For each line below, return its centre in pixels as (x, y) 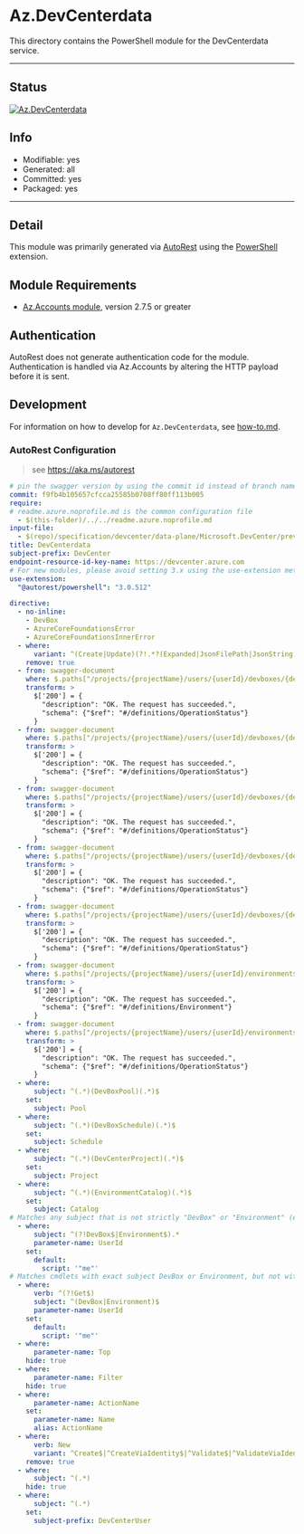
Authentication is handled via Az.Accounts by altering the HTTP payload (144, 367)
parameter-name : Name (74, 1420)
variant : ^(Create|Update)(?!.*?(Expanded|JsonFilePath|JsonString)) (167, 654)
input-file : (32, 529)
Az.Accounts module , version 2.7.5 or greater (107, 307)
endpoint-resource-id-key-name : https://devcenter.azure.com (127, 562)
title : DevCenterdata (50, 545)
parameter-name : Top (72, 1353)
